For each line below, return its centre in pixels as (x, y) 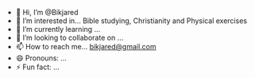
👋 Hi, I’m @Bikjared (47, 12)
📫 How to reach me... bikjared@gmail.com (86, 47)
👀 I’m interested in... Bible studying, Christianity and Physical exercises (131, 21)
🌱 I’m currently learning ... (58, 29)
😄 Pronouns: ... (41, 58)
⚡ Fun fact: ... (37, 67)
